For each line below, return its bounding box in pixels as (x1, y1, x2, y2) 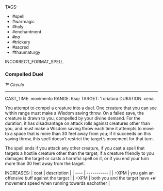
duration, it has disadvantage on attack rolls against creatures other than (5, 120, 150, 126)
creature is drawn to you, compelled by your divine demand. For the (5, 116, 141, 121)
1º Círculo (5, 82, 25, 88)
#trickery (12, 39, 31, 45)
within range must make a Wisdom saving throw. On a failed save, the (5, 110, 144, 116)
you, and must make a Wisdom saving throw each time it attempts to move (5, 126, 154, 132)
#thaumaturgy (12, 49, 41, 55)
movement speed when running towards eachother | (5, 180, 110, 186)
